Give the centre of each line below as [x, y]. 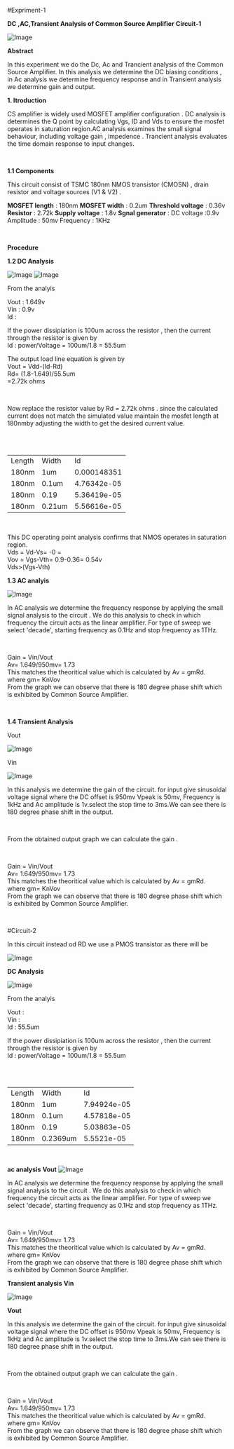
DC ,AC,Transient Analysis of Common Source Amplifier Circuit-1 [104, 23]
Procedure [23, 247]
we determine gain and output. [51, 87]
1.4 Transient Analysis [40, 722]
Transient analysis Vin [41, 1283]
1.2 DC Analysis [30, 261]
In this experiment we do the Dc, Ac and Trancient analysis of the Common [115, 64]
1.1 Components [31, 171]
